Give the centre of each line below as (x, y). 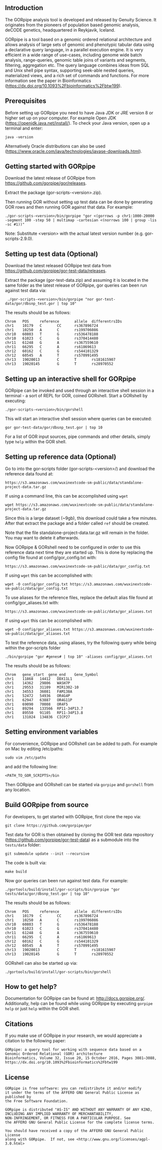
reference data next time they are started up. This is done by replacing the (79, 552)
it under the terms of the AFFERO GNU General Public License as (72, 1093)
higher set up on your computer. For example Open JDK (61, 118)
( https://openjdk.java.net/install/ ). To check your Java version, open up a (77, 123)
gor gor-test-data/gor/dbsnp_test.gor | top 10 (54, 428)
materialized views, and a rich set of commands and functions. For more (77, 75)
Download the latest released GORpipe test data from (58, 266)
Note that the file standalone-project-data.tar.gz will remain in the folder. (77, 533)
